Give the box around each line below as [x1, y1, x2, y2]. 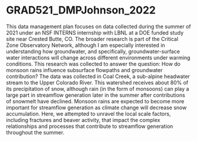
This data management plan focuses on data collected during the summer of [6, 23, 191, 30]
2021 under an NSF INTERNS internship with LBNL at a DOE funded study [6, 29, 184, 36]
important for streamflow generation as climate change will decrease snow [6, 104, 187, 111]
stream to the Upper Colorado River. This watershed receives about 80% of [6, 79, 189, 86]
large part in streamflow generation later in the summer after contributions [6, 92, 186, 99]
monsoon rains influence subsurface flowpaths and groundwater [6, 66, 163, 73]
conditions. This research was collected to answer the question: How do [6, 60, 181, 67]
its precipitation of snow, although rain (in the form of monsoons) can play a [6, 85, 189, 92]
